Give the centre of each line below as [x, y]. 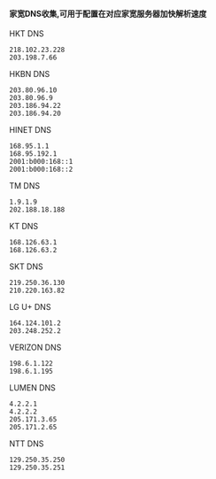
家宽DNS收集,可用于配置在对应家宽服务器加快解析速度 [108, 13]
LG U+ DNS [30, 307]
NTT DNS [27, 444]
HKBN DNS [30, 74]
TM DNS [25, 186]
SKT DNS [26, 267]
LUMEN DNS [32, 388]
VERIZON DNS [35, 348]
